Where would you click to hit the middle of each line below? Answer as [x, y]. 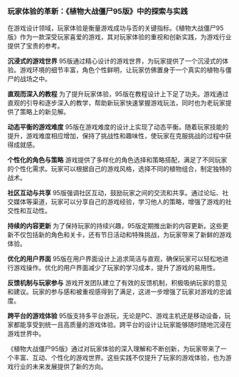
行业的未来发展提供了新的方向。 [60, 367]
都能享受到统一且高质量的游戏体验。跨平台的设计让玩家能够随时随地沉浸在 [122, 325]
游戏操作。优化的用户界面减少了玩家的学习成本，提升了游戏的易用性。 [116, 268]
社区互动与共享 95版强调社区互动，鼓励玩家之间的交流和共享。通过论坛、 [115, 193]
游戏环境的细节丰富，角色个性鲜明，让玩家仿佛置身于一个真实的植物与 [122, 70]
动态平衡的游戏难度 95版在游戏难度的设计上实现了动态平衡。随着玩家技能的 [118, 127]
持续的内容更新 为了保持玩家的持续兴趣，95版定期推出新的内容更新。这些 [115, 226]
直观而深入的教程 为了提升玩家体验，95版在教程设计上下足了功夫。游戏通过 [118, 94]
